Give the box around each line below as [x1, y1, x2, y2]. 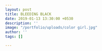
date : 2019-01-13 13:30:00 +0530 [5, 16, 74, 21]
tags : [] [5, 34, 23, 39]
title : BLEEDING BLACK [5, 12, 51, 17]
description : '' [5, 20, 38, 26]
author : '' [5, 30, 27, 34]
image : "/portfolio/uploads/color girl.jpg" [5, 25, 98, 30]
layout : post [5, 7, 32, 12]
